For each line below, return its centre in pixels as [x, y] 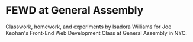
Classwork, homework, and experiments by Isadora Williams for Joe [89, 27]
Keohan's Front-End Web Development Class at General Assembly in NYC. [96, 33]
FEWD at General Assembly [75, 10]
